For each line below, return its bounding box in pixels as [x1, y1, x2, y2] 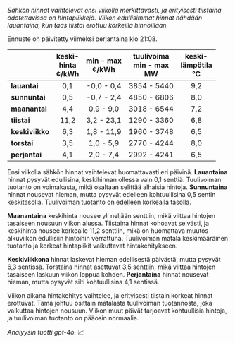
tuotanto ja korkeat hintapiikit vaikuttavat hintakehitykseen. [7, 241, 178, 250]
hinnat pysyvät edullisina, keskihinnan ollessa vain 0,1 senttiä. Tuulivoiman [7, 176, 222, 183]
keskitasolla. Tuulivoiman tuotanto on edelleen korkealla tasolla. [7, 198, 191, 206]
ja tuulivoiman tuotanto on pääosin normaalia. [7, 314, 139, 322]
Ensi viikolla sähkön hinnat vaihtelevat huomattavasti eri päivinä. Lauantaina [7, 168, 228, 176]
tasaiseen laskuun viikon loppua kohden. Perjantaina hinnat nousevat [7, 270, 209, 278]
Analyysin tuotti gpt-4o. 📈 [7, 328, 84, 336]
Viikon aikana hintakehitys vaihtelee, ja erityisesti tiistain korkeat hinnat [7, 291, 213, 299]
